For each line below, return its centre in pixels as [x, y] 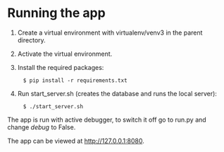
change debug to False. [42, 127]
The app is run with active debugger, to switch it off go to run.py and [107, 119]
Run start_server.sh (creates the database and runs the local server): [117, 93]
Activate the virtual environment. [65, 54]
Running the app [56, 13]
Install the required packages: [61, 67]
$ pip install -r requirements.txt [75, 80]
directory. [31, 40]
